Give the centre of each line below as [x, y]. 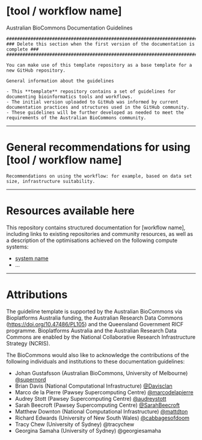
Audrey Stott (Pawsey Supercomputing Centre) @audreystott [90, 398]
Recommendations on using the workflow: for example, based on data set [99, 176]
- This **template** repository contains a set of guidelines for [91, 91]
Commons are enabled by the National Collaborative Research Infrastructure [101, 337]
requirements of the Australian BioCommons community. [76, 118]
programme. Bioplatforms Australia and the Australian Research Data [91, 330]
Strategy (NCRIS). [28, 343]
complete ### [23, 49]
